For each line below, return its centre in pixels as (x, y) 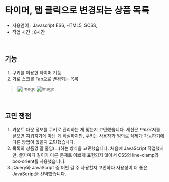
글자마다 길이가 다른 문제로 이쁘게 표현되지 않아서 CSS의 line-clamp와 (89, 155)
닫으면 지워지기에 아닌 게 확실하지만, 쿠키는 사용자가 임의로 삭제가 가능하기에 (88, 136)
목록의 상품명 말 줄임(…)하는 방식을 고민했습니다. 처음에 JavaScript (79, 148)
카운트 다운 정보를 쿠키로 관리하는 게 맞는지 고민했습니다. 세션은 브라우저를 (86, 129)
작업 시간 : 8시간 (29, 32)
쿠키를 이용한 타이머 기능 (37, 72)
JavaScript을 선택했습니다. (39, 174)
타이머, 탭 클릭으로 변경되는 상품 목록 (77, 10)
